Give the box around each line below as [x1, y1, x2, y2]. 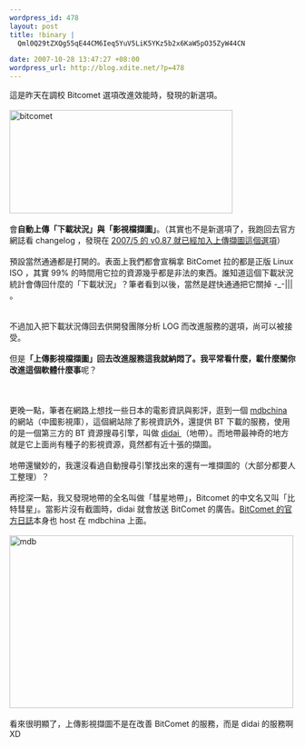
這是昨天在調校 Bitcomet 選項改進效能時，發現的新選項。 [9, 90, 222, 100]
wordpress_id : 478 [9, 13, 79, 23]
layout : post [9, 22, 59, 31]
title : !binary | [9, 30, 75, 39]
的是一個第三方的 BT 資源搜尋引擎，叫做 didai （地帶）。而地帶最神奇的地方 [9, 428, 289, 438]
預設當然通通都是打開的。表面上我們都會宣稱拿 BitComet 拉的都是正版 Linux [9, 256, 294, 266]
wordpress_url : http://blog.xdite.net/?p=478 [9, 64, 184, 73]
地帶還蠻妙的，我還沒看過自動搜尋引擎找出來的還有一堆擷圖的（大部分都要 [9, 460, 288, 471]
